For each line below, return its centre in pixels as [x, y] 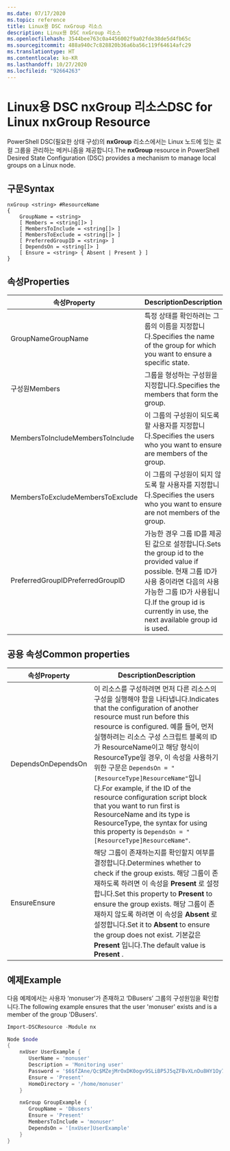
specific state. [167, 363]
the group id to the [174, 553]
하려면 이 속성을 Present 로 [163, 883]
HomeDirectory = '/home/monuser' [76, 1084]
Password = [44, 1071]
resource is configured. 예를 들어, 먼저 [154, 726]
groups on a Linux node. [41, 165]
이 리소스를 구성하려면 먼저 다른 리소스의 [155, 689]
